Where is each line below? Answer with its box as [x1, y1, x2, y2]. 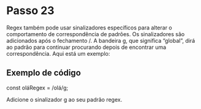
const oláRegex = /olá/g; [6, 84, 69, 91]
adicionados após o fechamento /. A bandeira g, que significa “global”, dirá [6, 37, 195, 44]
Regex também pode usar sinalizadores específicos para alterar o [6, 24, 173, 31]
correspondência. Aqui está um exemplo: [6, 50, 110, 57]
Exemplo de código [6, 68, 82, 78]
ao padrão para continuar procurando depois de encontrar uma [6, 43, 167, 51]
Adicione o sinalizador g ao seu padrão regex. [6, 96, 123, 103]
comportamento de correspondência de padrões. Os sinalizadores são [6, 30, 185, 37]
